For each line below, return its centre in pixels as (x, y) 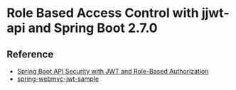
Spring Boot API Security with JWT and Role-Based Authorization (113, 71)
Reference (30, 54)
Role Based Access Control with (103, 13)
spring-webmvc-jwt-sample (58, 79)
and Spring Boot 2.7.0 (93, 28)
